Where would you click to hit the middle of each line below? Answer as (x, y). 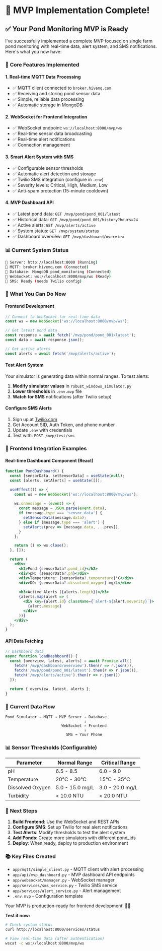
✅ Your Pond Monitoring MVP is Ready (67, 29)
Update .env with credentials (42, 430)
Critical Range (118, 763)
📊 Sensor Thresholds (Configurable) (51, 748)
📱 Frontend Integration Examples (46, 448)
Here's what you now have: (33, 52)
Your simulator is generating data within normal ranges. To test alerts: (77, 376)
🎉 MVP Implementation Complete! (77, 10)
